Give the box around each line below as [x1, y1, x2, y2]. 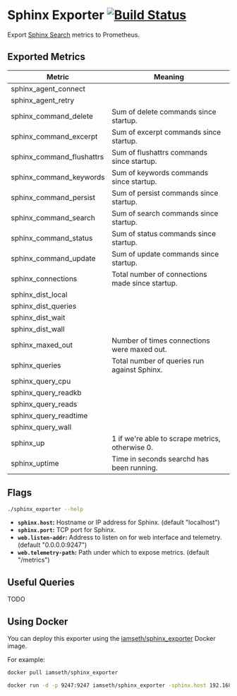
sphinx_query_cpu [11, 376, 71, 386]
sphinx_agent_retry [11, 95, 75, 105]
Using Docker [7, 615, 68, 627]
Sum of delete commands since [111, 107, 217, 117]
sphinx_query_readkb [11, 387, 83, 397]
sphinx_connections [11, 273, 78, 283]
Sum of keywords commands [111, 167, 209, 177]
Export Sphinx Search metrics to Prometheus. [7, 30, 140, 39]
